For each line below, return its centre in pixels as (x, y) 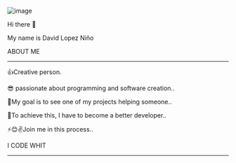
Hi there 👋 (22, 24)
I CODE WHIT (27, 146)
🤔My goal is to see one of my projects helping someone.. (90, 102)
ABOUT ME (24, 51)
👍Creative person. (34, 72)
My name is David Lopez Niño (51, 38)
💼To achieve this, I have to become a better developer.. (87, 115)
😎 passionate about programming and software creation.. (91, 88)
